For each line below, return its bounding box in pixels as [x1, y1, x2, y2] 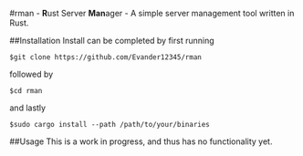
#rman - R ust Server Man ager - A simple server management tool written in [9, 8, 295, 18]
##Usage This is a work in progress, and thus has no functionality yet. [9, 136, 273, 147]
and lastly [9, 102, 47, 113]
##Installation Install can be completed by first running [9, 36, 214, 46]
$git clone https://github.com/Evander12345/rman [9, 53, 203, 62]
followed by [9, 68, 54, 79]
